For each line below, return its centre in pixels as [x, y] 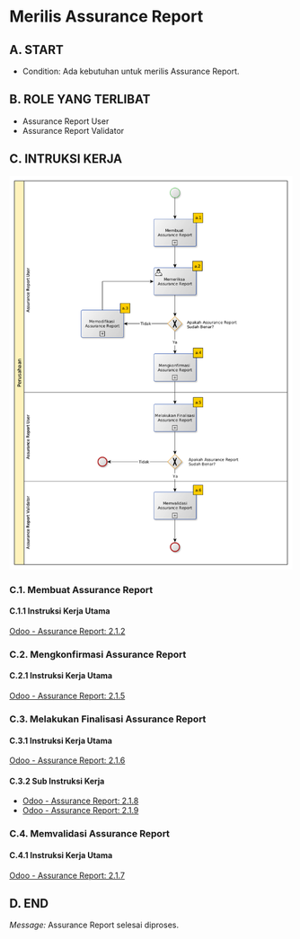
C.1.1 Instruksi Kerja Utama [60, 611]
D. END [29, 904]
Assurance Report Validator [73, 130]
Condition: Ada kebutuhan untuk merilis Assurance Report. [131, 71]
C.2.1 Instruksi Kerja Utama [61, 676]
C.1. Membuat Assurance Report [81, 589]
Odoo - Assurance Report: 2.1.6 [67, 760]
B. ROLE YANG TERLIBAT [80, 99]
